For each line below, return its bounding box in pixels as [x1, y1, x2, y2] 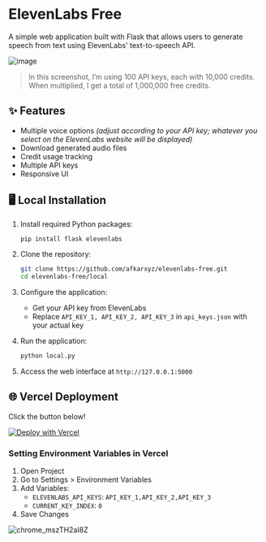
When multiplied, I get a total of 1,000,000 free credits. [28, 80, 211, 90]
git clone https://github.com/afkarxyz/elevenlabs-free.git [19, 265, 228, 273]
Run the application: [19, 336, 88, 346]
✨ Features [8, 104, 66, 118]
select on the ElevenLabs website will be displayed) [19, 134, 193, 144]
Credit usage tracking [19, 151, 93, 161]
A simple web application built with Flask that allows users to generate [8, 32, 243, 41]
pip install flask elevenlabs [19, 235, 123, 243]
